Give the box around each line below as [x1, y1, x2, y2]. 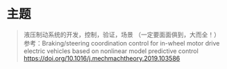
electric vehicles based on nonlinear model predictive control [23, 46, 199, 55]
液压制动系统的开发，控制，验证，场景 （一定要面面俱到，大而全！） [23, 30, 220, 39]
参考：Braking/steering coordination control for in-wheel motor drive [23, 39, 220, 47]
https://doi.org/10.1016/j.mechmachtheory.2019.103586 [23, 54, 180, 62]
